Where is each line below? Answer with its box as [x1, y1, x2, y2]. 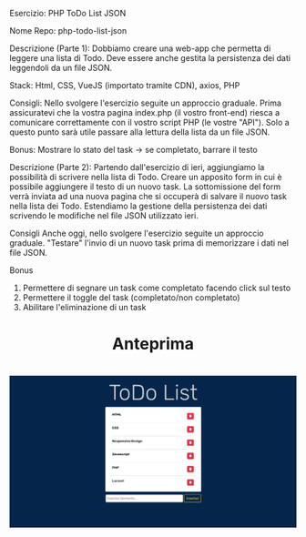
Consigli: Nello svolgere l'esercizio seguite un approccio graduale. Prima [9, 97, 282, 108]
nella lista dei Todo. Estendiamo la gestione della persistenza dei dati [9, 200, 268, 211]
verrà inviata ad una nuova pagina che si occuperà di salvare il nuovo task [9, 191, 287, 201]
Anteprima [112, 334, 194, 354]
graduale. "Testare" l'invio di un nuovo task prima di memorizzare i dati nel [9, 238, 290, 248]
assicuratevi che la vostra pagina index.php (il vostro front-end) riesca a [9, 107, 280, 117]
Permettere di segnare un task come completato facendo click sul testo [22, 282, 291, 293]
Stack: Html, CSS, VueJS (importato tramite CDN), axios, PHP [9, 80, 240, 90]
